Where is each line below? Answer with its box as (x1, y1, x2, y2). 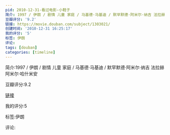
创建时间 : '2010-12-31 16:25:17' (5, 26, 73, 31)
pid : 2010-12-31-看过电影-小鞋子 (5, 7, 70, 13)
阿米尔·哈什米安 (5, 70, 38, 76)
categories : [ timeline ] (5, 50, 56, 55)
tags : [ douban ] (5, 45, 37, 50)
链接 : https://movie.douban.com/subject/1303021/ (5, 21, 110, 27)
